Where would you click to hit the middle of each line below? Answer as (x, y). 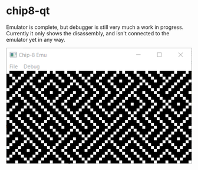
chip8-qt (28, 11)
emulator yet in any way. (36, 39)
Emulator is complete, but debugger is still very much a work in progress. (95, 27)
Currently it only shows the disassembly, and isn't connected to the (88, 33)
